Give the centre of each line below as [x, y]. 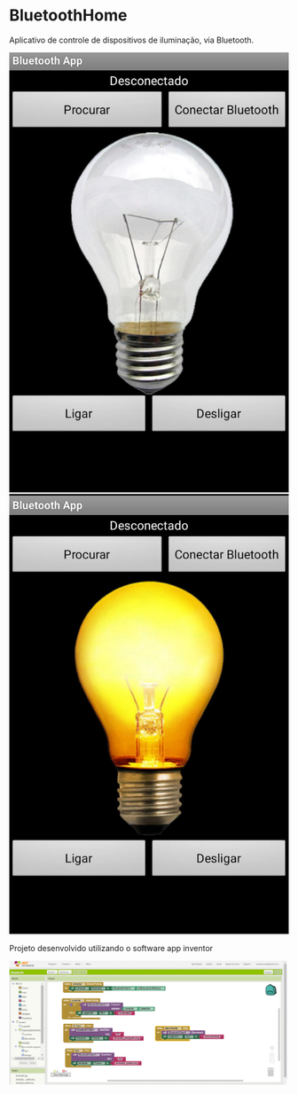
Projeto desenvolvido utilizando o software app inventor [111, 948]
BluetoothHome [68, 16]
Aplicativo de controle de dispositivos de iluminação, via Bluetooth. [132, 40]
